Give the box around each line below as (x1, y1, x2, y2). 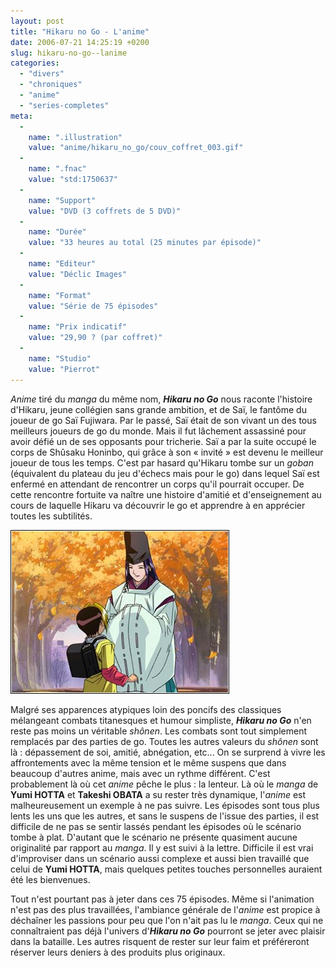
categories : (10, 58, 60, 69)
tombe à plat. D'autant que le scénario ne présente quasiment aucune (10, 831, 298, 843)
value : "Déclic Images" (28, 269, 128, 279)
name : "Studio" (28, 353, 92, 364)
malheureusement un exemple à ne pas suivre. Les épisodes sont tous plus (10, 799, 320, 811)
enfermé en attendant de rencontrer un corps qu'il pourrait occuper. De (10, 478, 305, 490)
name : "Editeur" (28, 259, 97, 269)
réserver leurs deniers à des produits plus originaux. (10, 946, 226, 958)
